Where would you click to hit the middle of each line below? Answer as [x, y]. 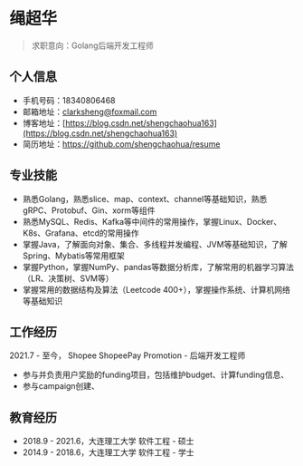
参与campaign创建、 [61, 386]
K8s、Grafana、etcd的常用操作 [80, 233]
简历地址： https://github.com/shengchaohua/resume [121, 144]
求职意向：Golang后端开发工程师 [92, 45]
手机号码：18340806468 [69, 100]
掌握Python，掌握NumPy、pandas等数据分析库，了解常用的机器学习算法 [158, 267]
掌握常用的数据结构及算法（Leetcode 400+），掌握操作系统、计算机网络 [156, 289]
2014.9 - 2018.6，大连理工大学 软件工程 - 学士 [108, 452]
